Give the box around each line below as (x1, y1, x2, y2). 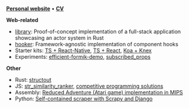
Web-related (6, 17, 39, 23)
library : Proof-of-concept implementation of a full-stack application (14, 28, 181, 35)
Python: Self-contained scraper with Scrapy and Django (14, 95, 153, 102)
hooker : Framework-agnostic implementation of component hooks (14, 41, 178, 47)
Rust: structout (14, 77, 52, 83)
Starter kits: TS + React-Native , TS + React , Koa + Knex (14, 47, 152, 54)
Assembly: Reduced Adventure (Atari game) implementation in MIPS (14, 89, 184, 96)
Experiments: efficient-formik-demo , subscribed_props (14, 53, 151, 60)
